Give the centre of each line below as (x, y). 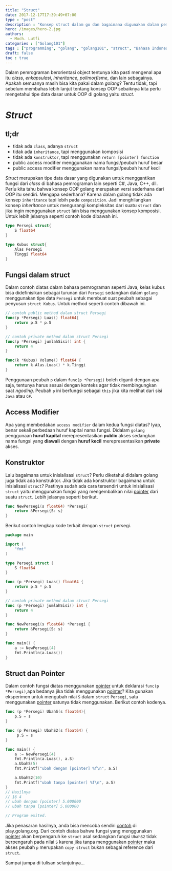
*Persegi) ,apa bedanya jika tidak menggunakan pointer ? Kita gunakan (79, 691)
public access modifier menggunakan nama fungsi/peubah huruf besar (88, 163)
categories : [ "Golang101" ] (35, 44)
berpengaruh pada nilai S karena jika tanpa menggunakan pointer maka (80, 842)
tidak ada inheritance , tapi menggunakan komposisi (68, 152)
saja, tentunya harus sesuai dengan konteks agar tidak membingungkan (81, 385)
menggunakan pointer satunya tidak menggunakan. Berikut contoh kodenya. (86, 702)
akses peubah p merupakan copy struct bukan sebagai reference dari (79, 847)
